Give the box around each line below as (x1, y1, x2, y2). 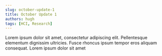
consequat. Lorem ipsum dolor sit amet (5, 45, 86, 51)
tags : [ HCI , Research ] (5, 21, 52, 26)
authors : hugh (5, 16, 35, 21)
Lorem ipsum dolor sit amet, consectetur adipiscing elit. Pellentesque (5, 35, 147, 41)
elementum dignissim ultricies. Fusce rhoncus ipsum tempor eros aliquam (5, 40, 157, 46)
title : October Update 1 (5, 12, 57, 17)
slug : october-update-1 (5, 7, 55, 12)
